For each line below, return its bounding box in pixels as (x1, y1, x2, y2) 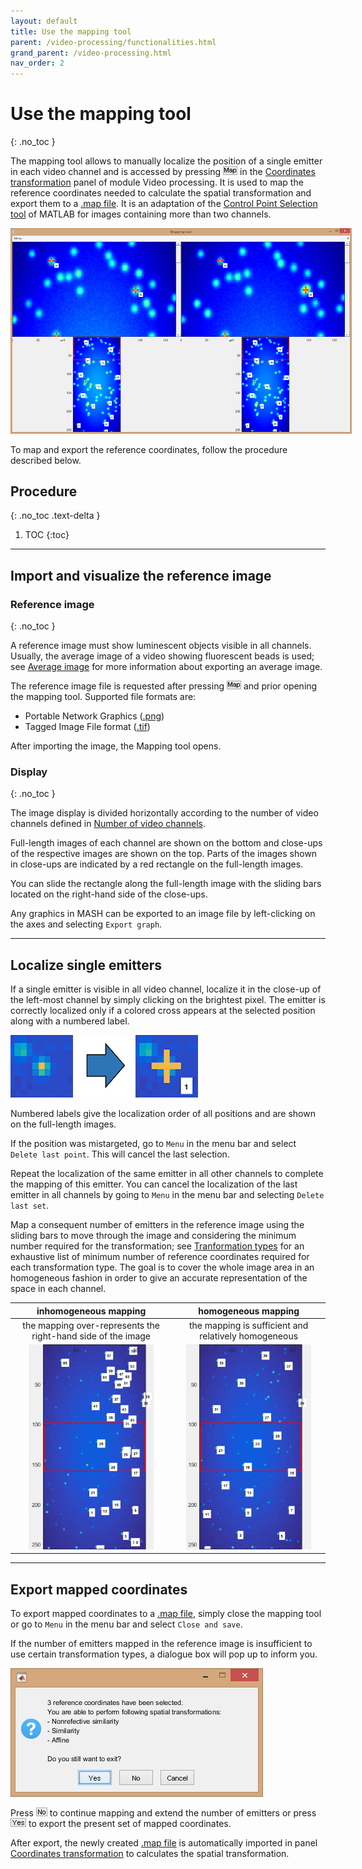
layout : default (10, 16, 78, 26)
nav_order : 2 (10, 58, 65, 69)
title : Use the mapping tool (10, 26, 132, 37)
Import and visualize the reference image (10, 567, 272, 584)
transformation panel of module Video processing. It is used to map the (10, 176, 304, 189)
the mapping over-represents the (22, 1319, 161, 1331)
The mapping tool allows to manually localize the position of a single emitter (10, 155, 323, 167)
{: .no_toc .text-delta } (10, 510, 101, 522)
